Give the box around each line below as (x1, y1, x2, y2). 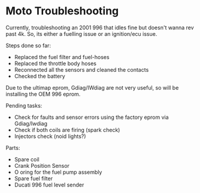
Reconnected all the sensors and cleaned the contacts (14, 66, 149, 73)
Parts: (5, 144, 20, 151)
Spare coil (14, 155, 40, 163)
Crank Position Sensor (14, 162, 70, 169)
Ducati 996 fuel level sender (14, 181, 84, 188)
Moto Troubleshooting (5, 4, 119, 18)
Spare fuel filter (14, 174, 53, 182)
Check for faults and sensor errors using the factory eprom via (14, 114, 169, 121)
